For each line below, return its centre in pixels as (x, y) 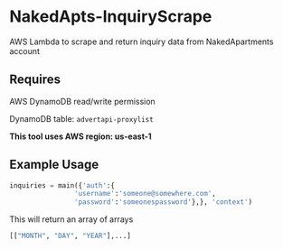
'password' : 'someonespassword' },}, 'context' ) (163, 202)
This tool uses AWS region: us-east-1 (80, 136)
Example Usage (54, 165)
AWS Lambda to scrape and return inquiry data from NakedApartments (141, 41)
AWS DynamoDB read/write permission (82, 101)
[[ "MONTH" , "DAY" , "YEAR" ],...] (70, 236)
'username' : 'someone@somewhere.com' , (145, 194)
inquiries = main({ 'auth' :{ (62, 185)
